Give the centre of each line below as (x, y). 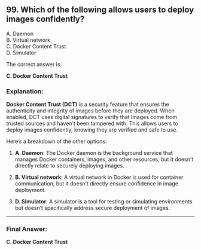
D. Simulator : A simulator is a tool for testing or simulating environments (103, 202)
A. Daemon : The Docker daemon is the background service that (94, 153)
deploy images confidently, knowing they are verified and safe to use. (92, 130)
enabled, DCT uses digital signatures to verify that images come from (92, 117)
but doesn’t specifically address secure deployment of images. (92, 208)
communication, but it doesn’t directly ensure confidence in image (96, 184)
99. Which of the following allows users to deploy (100, 10)
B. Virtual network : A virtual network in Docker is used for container (99, 177)
